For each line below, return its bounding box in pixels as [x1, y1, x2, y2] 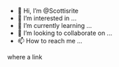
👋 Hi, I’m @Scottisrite [17, 7, 79, 15]
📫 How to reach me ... [17, 37, 83, 45]
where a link [7, 53, 43, 61]
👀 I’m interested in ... [17, 14, 77, 22]
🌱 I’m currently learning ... [17, 22, 92, 29]
